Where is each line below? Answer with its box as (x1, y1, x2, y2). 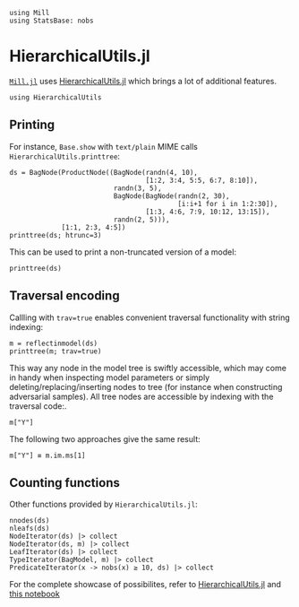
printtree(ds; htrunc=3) (9, 230, 102, 239)
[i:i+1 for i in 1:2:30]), (177, 199, 278, 208)
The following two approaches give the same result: (9, 433, 201, 444)
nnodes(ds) (9, 516, 50, 525)
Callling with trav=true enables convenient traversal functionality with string (9, 312, 291, 323)
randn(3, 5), (113, 184, 163, 193)
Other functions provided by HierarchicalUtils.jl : (9, 499, 199, 510)
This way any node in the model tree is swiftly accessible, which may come (9, 362, 286, 373)
